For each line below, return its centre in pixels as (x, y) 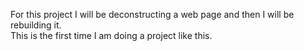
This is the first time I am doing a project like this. (111, 35)
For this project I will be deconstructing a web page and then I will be (152, 14)
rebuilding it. (36, 25)
